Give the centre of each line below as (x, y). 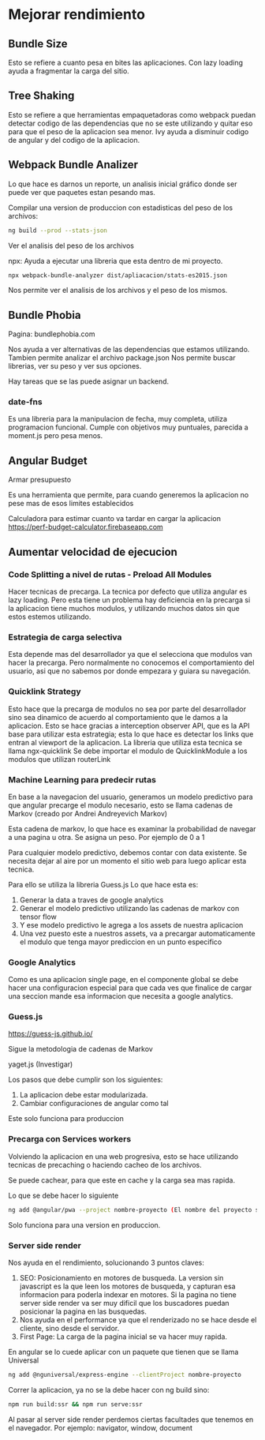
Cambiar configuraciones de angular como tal (94, 1104)
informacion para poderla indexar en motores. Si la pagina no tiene (128, 1294)
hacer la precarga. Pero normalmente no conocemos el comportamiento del (131, 663)
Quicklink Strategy (45, 692)
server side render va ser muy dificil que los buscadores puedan (125, 1303)
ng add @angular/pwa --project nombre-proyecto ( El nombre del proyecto (130, 1209)
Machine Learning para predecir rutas (82, 779)
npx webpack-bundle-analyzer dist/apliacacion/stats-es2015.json (118, 275)
